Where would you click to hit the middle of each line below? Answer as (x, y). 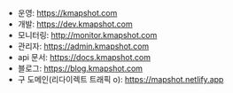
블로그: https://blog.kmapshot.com (80, 68)
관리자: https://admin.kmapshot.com (83, 46)
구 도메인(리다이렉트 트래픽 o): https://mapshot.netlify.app (120, 79)
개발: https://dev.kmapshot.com (75, 24)
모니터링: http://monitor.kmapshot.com (87, 35)
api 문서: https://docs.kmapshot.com (84, 57)
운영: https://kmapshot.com (67, 13)
